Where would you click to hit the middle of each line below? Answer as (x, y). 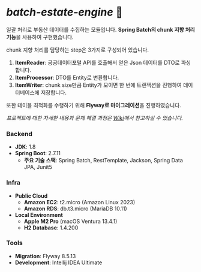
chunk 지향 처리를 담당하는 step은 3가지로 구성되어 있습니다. (77, 50)
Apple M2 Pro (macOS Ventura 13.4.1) (70, 221)
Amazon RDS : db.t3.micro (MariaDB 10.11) (75, 208)
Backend (19, 134)
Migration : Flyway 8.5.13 (45, 256)
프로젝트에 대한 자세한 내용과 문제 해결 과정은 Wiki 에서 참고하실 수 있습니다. (94, 118)
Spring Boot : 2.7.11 (38, 153)
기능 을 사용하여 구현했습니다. (40, 37)
